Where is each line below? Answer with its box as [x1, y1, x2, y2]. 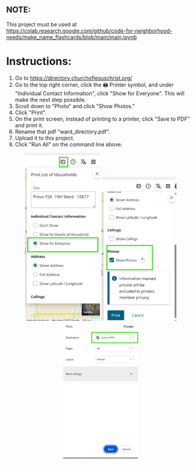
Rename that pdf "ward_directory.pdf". [14, 128, 111, 135]
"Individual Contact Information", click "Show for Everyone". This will [14, 89, 185, 97]
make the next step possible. [14, 96, 86, 103]
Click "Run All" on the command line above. [14, 140, 123, 148]
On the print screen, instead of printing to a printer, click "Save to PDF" [14, 115, 190, 122]
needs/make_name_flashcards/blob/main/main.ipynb [6, 33, 137, 41]
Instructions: [6, 55, 72, 68]
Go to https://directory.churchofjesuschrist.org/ [14, 74, 132, 82]
